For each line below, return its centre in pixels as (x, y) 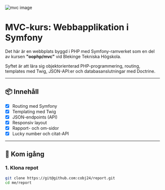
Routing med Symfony (35, 106)
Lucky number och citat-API (41, 134)
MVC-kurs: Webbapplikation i (67, 27)
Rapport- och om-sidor (36, 128)
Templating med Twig (34, 111)
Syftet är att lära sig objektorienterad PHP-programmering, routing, (73, 66)
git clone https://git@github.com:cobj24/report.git (60, 178)
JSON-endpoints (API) (35, 117)
